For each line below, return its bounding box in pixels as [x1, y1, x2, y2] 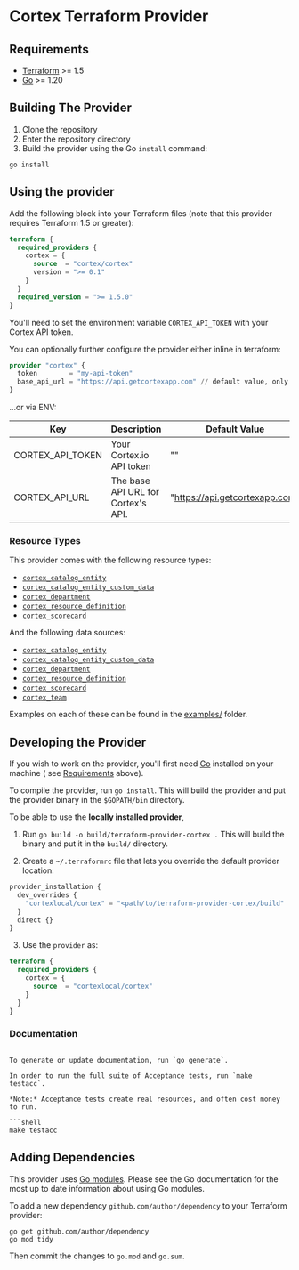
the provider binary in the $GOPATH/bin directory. [9, 795, 185, 805]
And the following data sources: [9, 627, 126, 638]
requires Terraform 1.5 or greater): [9, 217, 134, 228]
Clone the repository [21, 124, 98, 134]
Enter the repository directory [21, 133, 131, 144]
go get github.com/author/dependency [9, 1226, 149, 1236]
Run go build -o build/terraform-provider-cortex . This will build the [21, 829, 285, 840]
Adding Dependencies [9, 1150, 136, 1165]
